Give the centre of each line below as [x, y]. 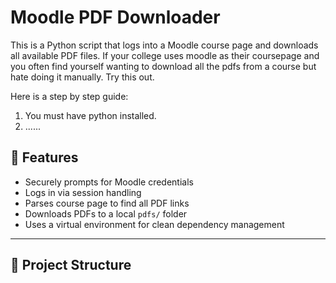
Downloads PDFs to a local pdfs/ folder [106, 213]
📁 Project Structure [71, 265]
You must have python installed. [90, 115]
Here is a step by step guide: [69, 96]
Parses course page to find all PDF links [107, 203]
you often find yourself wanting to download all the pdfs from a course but [163, 66]
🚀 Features [44, 157]
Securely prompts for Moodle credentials [109, 182]
